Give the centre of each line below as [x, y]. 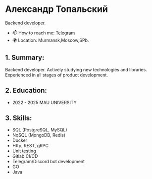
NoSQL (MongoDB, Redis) [39, 135]
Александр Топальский [56, 9]
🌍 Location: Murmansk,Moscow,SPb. [51, 40]
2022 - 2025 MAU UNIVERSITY [44, 102]
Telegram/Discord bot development [49, 162]
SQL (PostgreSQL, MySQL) [40, 130]
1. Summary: [25, 58]
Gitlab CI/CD [25, 156]
